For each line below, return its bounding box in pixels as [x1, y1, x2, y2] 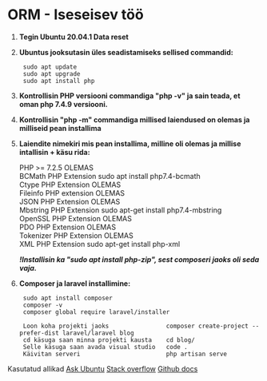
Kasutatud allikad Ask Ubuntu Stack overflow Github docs [7, 363, 198, 373]
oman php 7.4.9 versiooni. [18, 99, 109, 109]
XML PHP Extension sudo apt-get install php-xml [18, 239, 181, 248]
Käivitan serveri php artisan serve [22, 350, 228, 358]
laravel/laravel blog [62, 329, 134, 337]
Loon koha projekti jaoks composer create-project [22, 322, 249, 330]
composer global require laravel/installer [22, 308, 170, 316]
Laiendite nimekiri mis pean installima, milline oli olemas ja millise [18, 138, 241, 149]
